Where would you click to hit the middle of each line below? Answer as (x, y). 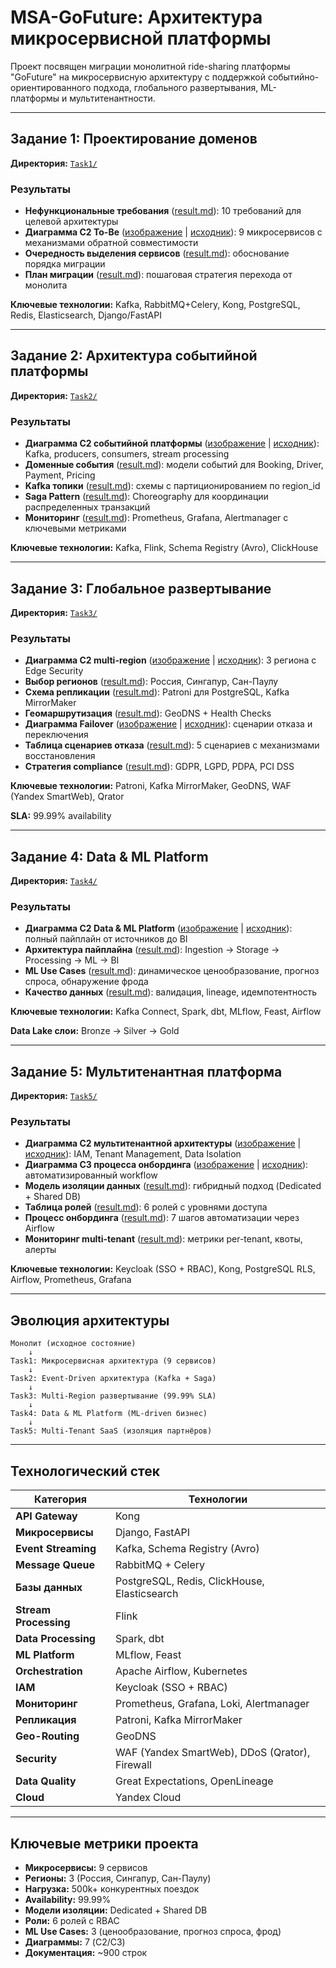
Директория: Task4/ (54, 881)
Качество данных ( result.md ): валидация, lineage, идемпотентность (171, 992)
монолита (46, 285)
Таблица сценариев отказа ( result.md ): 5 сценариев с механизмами (172, 745)
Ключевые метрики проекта (104, 1843)
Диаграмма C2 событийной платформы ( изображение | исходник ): (172, 443)
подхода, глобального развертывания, (176, 87)
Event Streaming (56, 1549)
